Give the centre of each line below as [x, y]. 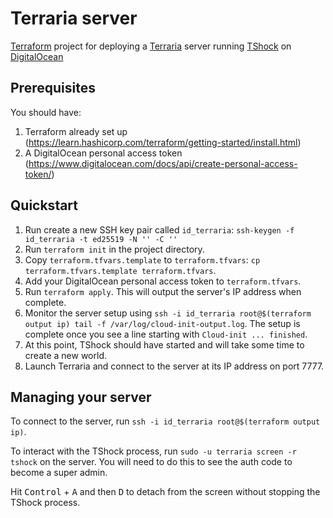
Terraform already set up [76, 131]
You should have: [46, 112]
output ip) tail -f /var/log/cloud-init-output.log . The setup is [162, 323]
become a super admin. [59, 473]
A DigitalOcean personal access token [103, 153]
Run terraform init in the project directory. [114, 249]
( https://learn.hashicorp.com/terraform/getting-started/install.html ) [163, 142]
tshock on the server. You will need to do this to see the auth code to [151, 462]
